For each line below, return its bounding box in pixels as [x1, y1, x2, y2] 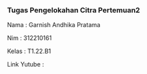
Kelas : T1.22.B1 [7, 47, 51, 56]
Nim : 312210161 [7, 34, 53, 42]
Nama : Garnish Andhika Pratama [7, 21, 101, 29]
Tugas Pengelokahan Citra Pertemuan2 [7, 5, 140, 15]
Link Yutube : [7, 60, 44, 69]
